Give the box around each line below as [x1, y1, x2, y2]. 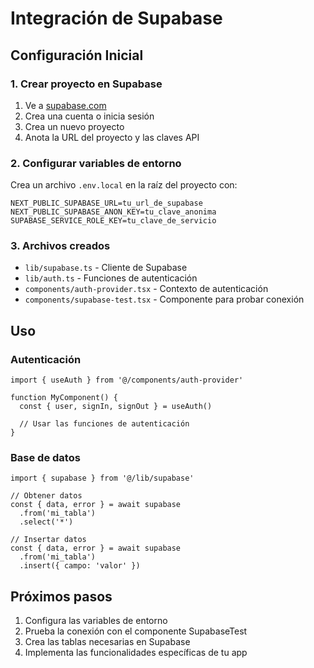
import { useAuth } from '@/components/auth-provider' [10, 375, 244, 386]
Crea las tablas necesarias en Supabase [24, 636, 191, 648]
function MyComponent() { [10, 393, 118, 403]
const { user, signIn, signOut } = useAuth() [19, 402, 213, 412]
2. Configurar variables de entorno [10, 156, 182, 170]
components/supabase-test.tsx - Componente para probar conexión [24, 293, 305, 306]
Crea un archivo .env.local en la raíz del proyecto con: [10, 179, 238, 191]
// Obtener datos [10, 491, 83, 501]
